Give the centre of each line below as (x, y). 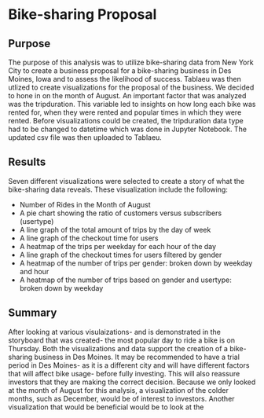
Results (27, 162)
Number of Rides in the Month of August (85, 204)
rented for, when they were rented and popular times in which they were (125, 112)
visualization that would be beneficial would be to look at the (106, 407)
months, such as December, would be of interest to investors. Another (121, 398)
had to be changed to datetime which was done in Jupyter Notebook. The (128, 129)
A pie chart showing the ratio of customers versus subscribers (121, 213)
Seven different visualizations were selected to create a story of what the (126, 181)
